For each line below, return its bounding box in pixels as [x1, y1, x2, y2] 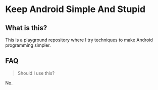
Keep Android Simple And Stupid [5, 4, 145, 15]
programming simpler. [5, 42, 51, 48]
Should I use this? [17, 70, 55, 76]
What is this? [5, 24, 47, 32]
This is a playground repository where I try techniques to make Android [5, 37, 153, 43]
